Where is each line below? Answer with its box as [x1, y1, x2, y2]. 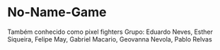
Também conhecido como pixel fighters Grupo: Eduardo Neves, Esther [7, 27, 214, 36]
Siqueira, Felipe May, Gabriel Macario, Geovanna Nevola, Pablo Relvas [7, 35, 212, 43]
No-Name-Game [7, 4, 108, 20]
